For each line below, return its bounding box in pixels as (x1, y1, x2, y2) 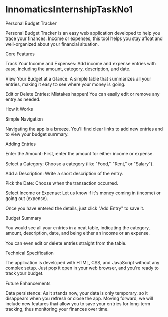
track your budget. (5, 270, 44, 276)
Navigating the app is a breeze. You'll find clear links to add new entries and (5, 126, 163, 132)
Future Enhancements (5, 280, 51, 286)
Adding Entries (5, 141, 36, 147)
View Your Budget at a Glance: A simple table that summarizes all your (5, 75, 151, 82)
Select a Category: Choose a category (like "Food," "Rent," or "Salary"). (5, 161, 154, 167)
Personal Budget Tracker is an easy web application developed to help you (5, 30, 160, 36)
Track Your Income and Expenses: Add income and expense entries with (5, 60, 156, 66)
